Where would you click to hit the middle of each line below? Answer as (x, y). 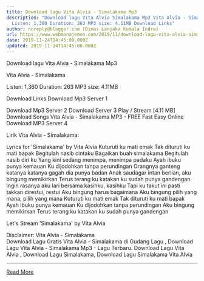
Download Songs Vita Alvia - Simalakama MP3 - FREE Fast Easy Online (95, 117)
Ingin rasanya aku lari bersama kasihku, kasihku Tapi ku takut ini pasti (93, 186)
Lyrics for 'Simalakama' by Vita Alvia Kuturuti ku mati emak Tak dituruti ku (98, 147)
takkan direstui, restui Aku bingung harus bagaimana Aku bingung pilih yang (102, 192)
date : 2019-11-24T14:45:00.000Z (47, 40)
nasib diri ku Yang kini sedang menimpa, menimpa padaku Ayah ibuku (94, 159)
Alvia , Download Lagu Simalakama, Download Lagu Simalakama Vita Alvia (100, 254)
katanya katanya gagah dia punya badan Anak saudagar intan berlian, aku (99, 172)
